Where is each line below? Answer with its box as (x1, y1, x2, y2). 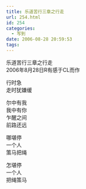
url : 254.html (6, 14, 41, 20)
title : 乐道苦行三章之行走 (6, 8, 65, 15)
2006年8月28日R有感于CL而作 (6, 66, 80, 73)
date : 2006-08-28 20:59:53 (6, 36, 72, 42)
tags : (6, 42, 19, 48)
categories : (6, 25, 35, 31)
